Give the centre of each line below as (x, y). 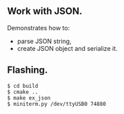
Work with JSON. (45, 11)
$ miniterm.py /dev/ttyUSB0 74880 (57, 104)
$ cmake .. (23, 92)
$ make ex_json (29, 98)
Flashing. (28, 70)
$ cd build (23, 86)
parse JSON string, (44, 41)
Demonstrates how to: (39, 27)
